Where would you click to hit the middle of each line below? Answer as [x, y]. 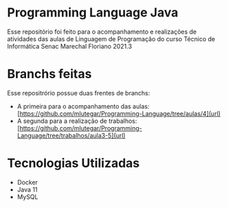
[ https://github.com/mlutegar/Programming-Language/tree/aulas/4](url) [119, 113]
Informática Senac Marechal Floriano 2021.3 [70, 46]
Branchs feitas [49, 74]
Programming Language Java [93, 13]
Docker [27, 182]
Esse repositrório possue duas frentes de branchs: [79, 93]
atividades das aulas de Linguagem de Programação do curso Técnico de [111, 38]
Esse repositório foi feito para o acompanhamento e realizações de [102, 32]
